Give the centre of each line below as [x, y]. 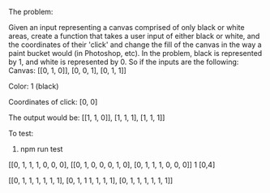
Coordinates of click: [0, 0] [53, 102]
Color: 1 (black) [34, 86]
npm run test [41, 149]
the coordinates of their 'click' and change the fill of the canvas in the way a [135, 45]
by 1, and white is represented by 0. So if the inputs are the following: [124, 62]
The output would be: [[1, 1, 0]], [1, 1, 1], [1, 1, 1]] [87, 118]
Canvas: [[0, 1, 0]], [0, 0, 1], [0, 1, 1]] [68, 71]
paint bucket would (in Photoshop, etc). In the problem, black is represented [135, 53]
